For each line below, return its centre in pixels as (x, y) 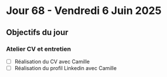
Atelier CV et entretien (39, 49)
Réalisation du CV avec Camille (52, 61)
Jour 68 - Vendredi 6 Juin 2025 (84, 11)
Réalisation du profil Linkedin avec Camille (66, 68)
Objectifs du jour (37, 32)
